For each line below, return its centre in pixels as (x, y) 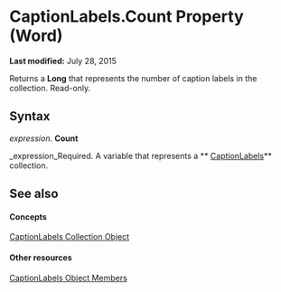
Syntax (30, 116)
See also (34, 194)
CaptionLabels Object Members (69, 278)
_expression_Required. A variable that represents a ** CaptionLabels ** (141, 155)
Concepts (28, 217)
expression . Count (44, 138)
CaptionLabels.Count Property (126, 17)
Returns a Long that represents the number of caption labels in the (133, 78)
